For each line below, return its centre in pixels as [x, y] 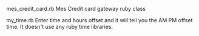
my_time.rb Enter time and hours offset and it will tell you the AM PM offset [99, 20]
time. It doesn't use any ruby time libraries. [60, 27]
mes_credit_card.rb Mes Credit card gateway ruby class [76, 9]
